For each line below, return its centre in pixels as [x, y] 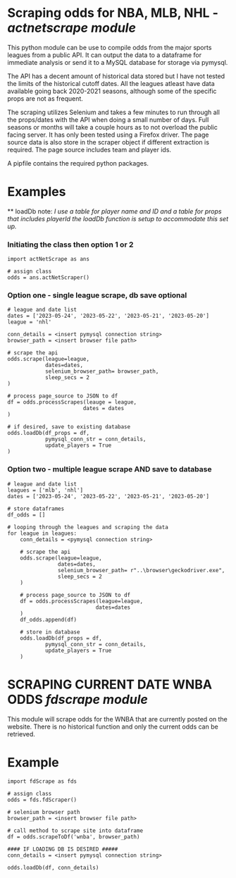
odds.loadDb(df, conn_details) [53, 867]
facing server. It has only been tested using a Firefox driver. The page [108, 135]
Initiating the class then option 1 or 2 [70, 245]
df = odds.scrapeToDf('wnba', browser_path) [74, 836]
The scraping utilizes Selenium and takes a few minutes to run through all [114, 112]
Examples [37, 192]
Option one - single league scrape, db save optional [97, 295]
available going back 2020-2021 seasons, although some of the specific [112, 91]
